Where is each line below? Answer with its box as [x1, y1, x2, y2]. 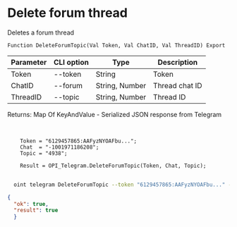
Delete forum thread [7, 5, 128, 21]
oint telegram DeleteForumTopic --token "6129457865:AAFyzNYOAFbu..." [13, 181, 226, 188]
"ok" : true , [13, 200, 49, 207]
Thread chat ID [152, 80, 202, 90]
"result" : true [13, 207, 59, 214]
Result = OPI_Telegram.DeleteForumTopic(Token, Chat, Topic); [20, 162, 207, 169]
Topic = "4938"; [20, 149, 68, 157]
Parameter [11, 57, 47, 67]
